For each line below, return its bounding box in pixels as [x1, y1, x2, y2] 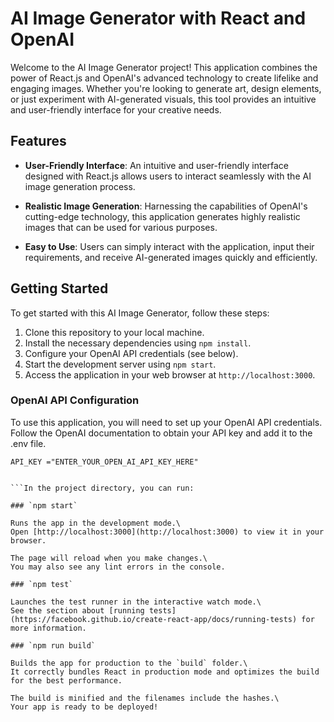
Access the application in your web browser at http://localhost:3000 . [24, 368, 316, 381]
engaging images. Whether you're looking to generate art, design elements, [10, 82, 322, 94]
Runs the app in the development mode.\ [10, 518, 182, 528]
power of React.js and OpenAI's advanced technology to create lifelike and [10, 72, 319, 84]
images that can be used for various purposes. [24, 221, 218, 233]
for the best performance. [10, 675, 123, 686]
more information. [10, 623, 87, 633]
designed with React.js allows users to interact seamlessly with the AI [24, 170, 312, 182]
